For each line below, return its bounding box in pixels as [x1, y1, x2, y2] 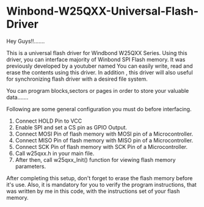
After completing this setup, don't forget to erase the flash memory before [6, 174, 193, 181]
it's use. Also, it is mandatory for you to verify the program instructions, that [6, 181, 197, 188]
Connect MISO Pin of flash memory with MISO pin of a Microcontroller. [15, 136, 194, 144]
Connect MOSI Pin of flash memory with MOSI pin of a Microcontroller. [15, 130, 194, 137]
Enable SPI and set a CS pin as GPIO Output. [15, 123, 127, 131]
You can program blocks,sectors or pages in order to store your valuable [6, 87, 189, 94]
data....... [6, 93, 29, 101]
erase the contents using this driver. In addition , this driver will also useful [6, 68, 194, 76]
